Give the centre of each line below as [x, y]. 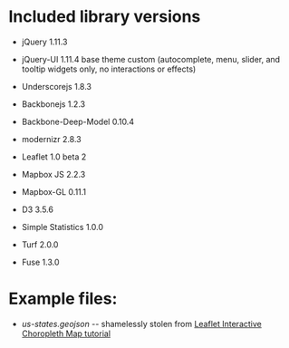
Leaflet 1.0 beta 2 [54, 157]
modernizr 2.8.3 [52, 139]
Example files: [63, 299]
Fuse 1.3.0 [40, 262]
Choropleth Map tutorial [66, 333]
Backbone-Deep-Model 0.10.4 [78, 121]
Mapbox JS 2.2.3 [53, 174]
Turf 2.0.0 [40, 244]
